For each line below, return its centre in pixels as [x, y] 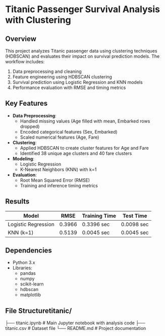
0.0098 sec [135, 224]
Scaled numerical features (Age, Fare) [60, 137]
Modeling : [23, 158]
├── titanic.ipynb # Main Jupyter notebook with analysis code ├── [75, 323]
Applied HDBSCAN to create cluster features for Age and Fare [84, 148]
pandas [28, 273]
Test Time [135, 216]
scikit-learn [32, 284]
